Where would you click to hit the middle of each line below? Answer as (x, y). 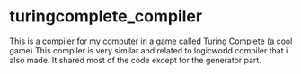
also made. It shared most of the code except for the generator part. (136, 60)
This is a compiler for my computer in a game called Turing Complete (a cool (151, 41)
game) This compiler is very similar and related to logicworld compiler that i (149, 50)
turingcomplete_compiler (106, 16)
